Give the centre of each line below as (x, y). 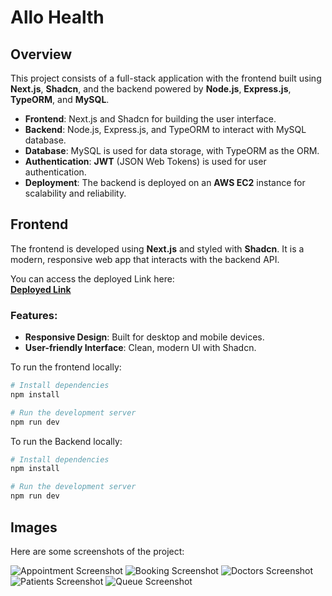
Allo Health (57, 17)
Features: (34, 315)
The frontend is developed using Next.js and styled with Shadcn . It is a (157, 248)
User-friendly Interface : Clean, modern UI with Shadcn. (140, 348)
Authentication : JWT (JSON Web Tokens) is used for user (145, 161)
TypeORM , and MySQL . (60, 99)
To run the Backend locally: (66, 441)
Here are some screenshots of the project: (97, 551)
